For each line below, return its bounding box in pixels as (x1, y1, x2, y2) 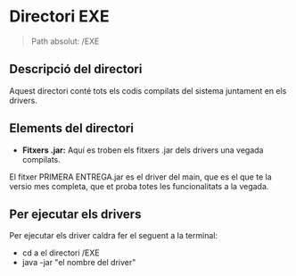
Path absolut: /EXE (30, 36, 100, 46)
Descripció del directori (9, 62, 143, 77)
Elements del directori (9, 121, 134, 136)
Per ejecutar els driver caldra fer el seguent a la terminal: (9, 230, 218, 241)
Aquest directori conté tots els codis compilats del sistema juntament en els (9, 85, 287, 96)
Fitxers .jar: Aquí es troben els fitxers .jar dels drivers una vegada (21, 145, 264, 155)
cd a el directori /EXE (21, 247, 100, 258)
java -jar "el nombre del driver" (21, 257, 136, 268)
